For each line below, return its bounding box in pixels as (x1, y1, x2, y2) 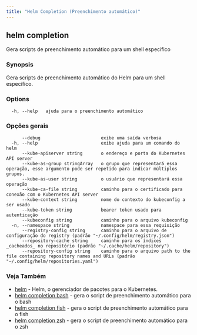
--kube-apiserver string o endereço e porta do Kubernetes (21, 150, 185, 156)
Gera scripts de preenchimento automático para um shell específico (6, 46, 171, 53)
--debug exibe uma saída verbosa (21, 135, 162, 141)
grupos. (6, 171, 25, 177)
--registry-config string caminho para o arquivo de (21, 227, 167, 234)
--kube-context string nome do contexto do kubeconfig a (21, 197, 185, 203)
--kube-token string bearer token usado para (21, 207, 162, 213)
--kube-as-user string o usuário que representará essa (21, 176, 183, 182)
